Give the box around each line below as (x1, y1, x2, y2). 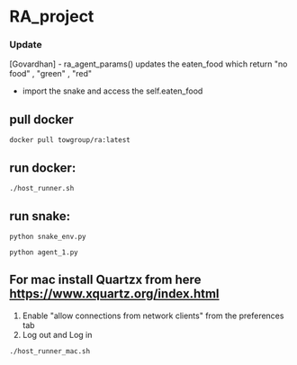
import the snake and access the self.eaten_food (22, 85, 203, 96)
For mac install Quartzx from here (9, 272, 202, 288)
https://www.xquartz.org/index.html (9, 286, 220, 302)
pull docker (9, 111, 74, 127)
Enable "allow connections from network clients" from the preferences (22, 310, 284, 321)
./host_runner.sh (9, 184, 75, 193)
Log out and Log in (22, 329, 93, 340)
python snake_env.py (9, 232, 87, 241)
